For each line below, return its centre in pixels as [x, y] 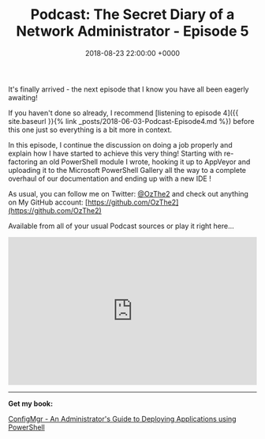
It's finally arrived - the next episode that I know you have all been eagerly [129, 89]
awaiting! [23, 97]
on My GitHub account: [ [48, 202]
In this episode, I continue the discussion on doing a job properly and [120, 144]
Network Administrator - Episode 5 [132, 31]
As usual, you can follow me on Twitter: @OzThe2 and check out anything [128, 193]
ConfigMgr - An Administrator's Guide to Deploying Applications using [122, 418]
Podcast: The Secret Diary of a [132, 15]
